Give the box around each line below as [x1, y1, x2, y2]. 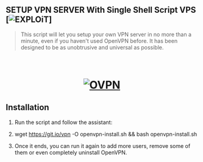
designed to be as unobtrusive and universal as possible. [20, 43, 164, 51]
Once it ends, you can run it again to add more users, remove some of [14, 142, 191, 149]
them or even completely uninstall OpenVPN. [14, 149, 127, 156]
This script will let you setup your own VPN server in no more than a [20, 31, 192, 38]
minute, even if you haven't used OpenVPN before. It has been [20, 37, 178, 45]
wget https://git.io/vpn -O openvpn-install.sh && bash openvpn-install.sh [14, 130, 198, 138]
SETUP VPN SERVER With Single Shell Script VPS [5, 5, 196, 15]
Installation [5, 102, 49, 112]
